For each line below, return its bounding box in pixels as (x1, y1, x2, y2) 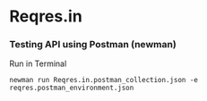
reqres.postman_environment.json (9, 83, 134, 93)
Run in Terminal (9, 58, 67, 69)
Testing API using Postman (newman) (9, 38, 177, 51)
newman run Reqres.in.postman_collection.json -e (9, 76, 199, 85)
